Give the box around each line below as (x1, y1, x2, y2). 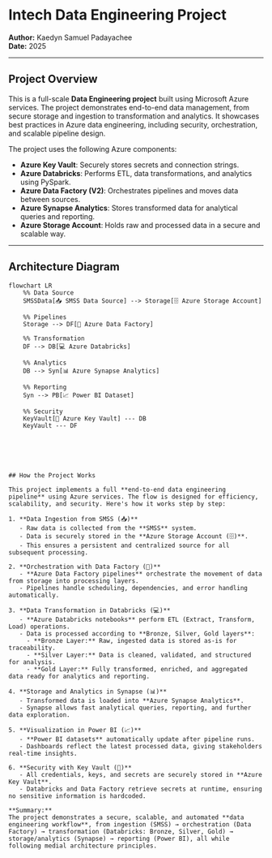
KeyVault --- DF (23, 421, 79, 429)
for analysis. (8, 658, 57, 666)
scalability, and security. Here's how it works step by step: (8, 499, 227, 508)
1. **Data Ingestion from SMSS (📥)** (8, 515, 138, 523)
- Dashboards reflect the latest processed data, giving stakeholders (19, 742, 263, 750)
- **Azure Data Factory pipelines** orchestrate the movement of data (19, 570, 263, 578)
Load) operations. (8, 623, 70, 631)
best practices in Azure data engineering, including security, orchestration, (8, 119, 258, 129)
